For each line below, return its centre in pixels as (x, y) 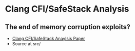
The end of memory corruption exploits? (68, 27)
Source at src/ (26, 44)
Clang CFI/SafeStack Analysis (67, 9)
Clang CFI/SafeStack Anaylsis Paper (48, 38)
